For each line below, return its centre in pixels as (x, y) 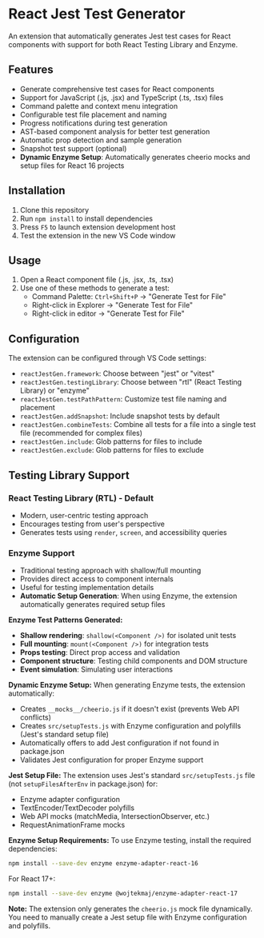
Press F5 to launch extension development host (98, 227)
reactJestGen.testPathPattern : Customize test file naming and (123, 399)
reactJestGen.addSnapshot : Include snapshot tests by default (120, 416)
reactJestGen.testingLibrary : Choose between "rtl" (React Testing (131, 382)
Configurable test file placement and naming (93, 114)
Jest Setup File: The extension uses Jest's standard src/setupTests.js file (132, 776)
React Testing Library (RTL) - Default (81, 498)
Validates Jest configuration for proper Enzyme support (112, 760)
